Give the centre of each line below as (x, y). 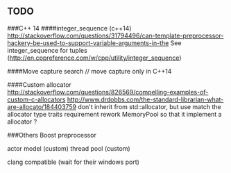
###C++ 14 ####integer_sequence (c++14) (69, 28)
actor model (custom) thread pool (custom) (69, 148)
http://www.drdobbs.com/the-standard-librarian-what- (145, 99)
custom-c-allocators (36, 99)
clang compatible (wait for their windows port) (74, 162)
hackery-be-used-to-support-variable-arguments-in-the (88, 43)
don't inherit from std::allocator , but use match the (149, 106)
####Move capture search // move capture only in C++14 (89, 71)
